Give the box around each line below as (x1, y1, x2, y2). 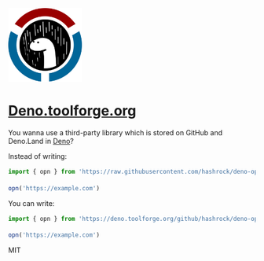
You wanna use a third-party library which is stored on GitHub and (8, 127, 222, 137)
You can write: (8, 198, 55, 208)
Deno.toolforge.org (8, 102, 137, 120)
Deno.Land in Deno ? (8, 136, 75, 145)
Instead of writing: (8, 151, 68, 160)
